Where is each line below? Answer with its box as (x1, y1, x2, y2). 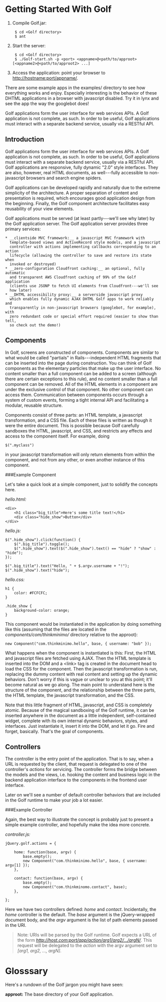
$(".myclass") (5, 443, 35, 447)
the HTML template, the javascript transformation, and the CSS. (5, 692, 135, 698)
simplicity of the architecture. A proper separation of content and (5, 190, 138, 196)
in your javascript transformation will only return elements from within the (5, 451, 155, 457)
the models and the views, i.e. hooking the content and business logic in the (5, 772, 160, 778)
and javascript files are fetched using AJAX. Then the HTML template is (5, 655, 151, 661)
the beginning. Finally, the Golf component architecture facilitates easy (5, 200, 150, 206)
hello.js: (5, 528, 21, 534)
